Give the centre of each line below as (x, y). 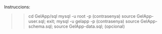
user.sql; (37, 21)
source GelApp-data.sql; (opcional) (90, 26)
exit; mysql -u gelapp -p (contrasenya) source (93, 21)
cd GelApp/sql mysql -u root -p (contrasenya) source (82, 16)
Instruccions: (17, 7)
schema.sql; (41, 26)
